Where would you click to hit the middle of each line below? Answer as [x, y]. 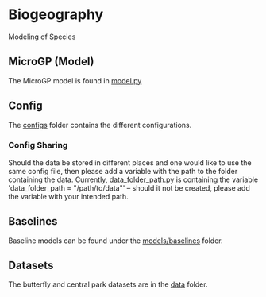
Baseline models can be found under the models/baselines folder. [116, 241]
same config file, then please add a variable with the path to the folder [123, 171]
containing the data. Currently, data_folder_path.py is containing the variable [133, 179]
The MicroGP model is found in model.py [75, 80]
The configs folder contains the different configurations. [100, 125]
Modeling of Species [42, 37]
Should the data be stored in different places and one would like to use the [130, 162]
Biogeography [56, 15]
